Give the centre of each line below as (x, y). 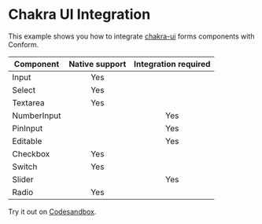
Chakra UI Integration (79, 15)
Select (24, 90)
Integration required (172, 64)
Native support (98, 64)
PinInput (28, 128)
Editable (27, 141)
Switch (25, 167)
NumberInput (37, 116)
